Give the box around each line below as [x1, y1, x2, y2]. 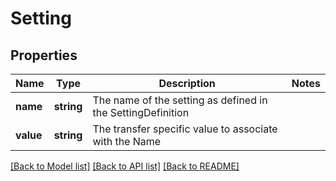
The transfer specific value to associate [92, 122, 278, 136]
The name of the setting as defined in [92, 93, 268, 107]
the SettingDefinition [92, 106, 190, 119]
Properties [10, 47, 78, 64]
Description [158, 77, 216, 90]
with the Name [92, 135, 162, 148]
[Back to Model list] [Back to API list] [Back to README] [10, 160, 240, 172]
